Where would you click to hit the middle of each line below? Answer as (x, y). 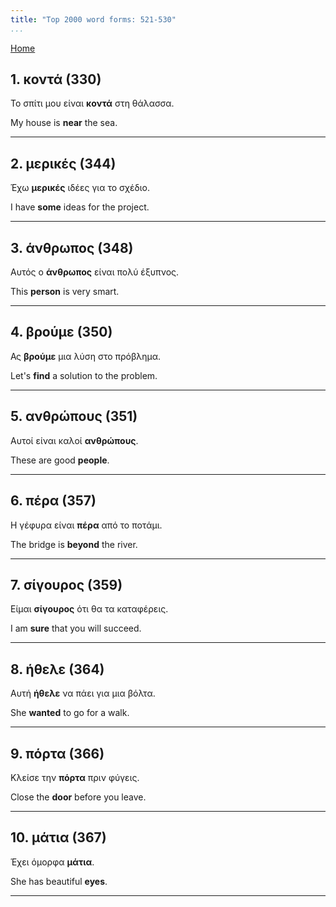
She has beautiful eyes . (59, 881)
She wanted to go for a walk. (70, 713)
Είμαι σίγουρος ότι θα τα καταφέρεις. (89, 609)
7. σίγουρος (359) (66, 584)
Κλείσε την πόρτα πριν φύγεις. (75, 777)
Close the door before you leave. (78, 797)
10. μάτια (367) (58, 837)
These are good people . (60, 460)
